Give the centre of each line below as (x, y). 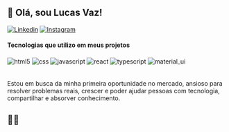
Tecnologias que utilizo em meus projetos (69, 45)
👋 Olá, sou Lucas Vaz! (55, 13)
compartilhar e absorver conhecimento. (64, 98)
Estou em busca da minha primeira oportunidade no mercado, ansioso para (115, 83)
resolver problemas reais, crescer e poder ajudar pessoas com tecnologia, (113, 91)
